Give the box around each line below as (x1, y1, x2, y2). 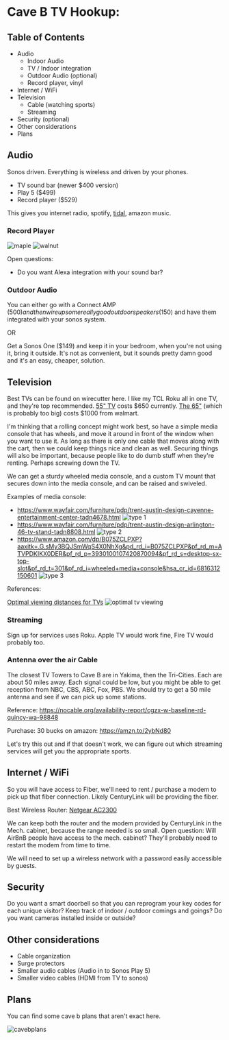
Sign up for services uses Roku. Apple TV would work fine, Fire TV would (7, 631, 214, 639)
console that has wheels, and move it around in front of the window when (7, 430, 214, 438)
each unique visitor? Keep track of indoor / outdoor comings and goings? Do (7, 906, 223, 915)
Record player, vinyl (27, 79, 83, 86)
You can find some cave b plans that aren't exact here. (7, 1012, 161, 1020)
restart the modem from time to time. (7, 841, 111, 849)
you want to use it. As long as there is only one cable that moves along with (7, 437, 220, 446)
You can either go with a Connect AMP (7, 301, 116, 309)
